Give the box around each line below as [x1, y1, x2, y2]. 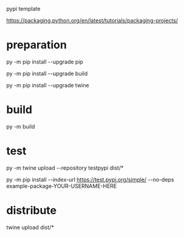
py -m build [6, 122, 35, 130]
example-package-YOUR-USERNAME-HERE [6, 182, 117, 190]
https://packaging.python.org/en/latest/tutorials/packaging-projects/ [6, 17, 178, 24]
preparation [6, 38, 67, 52]
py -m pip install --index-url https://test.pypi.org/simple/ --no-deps [6, 176, 174, 183]
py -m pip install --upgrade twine [6, 81, 89, 88]
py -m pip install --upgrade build [6, 70, 88, 77]
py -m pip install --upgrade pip [6, 58, 84, 65]
